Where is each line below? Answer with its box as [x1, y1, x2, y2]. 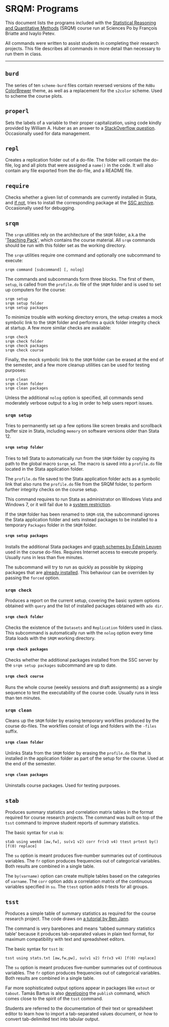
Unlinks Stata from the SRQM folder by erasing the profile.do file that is [5, 750, 151, 756]
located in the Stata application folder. [5, 466, 84, 472]
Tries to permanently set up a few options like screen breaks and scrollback [5, 423, 162, 429]
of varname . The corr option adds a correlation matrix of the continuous [5, 879, 152, 885]
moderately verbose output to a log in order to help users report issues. [5, 400, 153, 406]
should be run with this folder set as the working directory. [5, 243, 127, 248]
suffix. [5, 728, 19, 734]
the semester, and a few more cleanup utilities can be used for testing [5, 362, 150, 368]
